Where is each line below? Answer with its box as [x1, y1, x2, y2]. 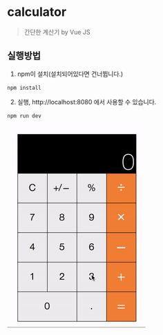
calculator [7, 4, 67, 20]
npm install [7, 84, 41, 91]
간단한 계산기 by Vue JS [23, 28, 91, 36]
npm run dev [7, 112, 41, 119]
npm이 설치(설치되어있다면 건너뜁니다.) [17, 70, 124, 78]
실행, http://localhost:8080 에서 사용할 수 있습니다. [17, 97, 157, 106]
